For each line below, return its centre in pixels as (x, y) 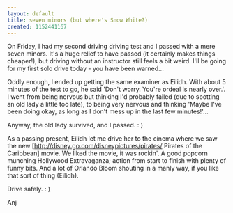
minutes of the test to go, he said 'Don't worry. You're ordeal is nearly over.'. (116, 89)
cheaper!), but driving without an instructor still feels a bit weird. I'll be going (117, 61)
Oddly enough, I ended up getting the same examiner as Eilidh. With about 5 (117, 82)
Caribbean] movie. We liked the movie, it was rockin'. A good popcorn (107, 153)
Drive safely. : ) (29, 189)
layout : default (31, 14)
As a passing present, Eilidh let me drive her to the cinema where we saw (112, 139)
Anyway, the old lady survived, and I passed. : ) (75, 125)
